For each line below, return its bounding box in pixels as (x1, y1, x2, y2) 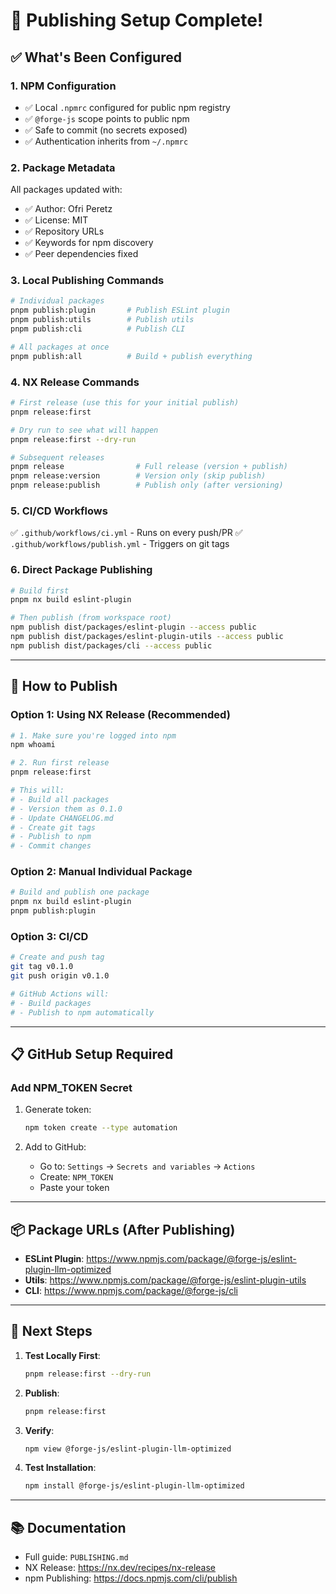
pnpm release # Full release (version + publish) (10, 462, 288, 472)
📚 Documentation (10, 1519, 127, 1536)
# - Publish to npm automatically (10, 1007, 155, 1018)
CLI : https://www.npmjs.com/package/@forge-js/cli (24, 1285, 238, 1297)
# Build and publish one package (10, 887, 150, 898)
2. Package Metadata (10, 160, 116, 174)
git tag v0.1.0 (10, 962, 74, 972)
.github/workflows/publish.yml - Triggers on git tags (10, 538, 230, 550)
